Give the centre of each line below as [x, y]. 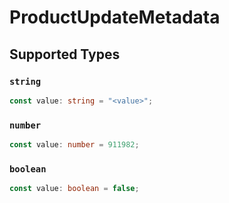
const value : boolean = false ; [74, 189]
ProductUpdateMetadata [115, 17]
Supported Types [65, 54]
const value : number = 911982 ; [74, 145]
